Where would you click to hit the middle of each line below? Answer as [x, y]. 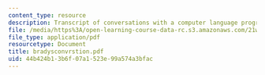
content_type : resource [47, 15]
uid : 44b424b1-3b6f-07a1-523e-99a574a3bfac [81, 59]
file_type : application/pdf [54, 37]
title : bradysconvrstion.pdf [56, 52]
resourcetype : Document [47, 45]
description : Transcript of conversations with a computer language [123, 23]
